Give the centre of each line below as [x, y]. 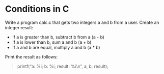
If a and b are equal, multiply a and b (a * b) [56, 47]
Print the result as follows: [31, 56]
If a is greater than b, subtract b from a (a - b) [58, 37]
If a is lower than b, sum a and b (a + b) [52, 42]
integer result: [19, 27]
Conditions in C [37, 9]
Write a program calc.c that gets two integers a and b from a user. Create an [82, 22]
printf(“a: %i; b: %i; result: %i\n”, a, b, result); [63, 66]
